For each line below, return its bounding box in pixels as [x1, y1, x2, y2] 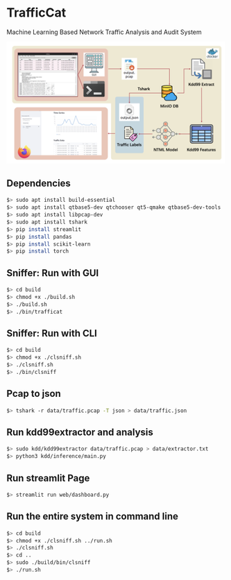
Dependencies [6, 177, 71, 189]
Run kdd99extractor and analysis [6, 426, 154, 438]
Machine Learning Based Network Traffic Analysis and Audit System [6, 28, 202, 36]
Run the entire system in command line [6, 511, 178, 522]
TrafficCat [6, 5, 67, 21]
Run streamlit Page [6, 472, 90, 484]
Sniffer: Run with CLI [6, 327, 98, 339]
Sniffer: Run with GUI [6, 267, 99, 279]
